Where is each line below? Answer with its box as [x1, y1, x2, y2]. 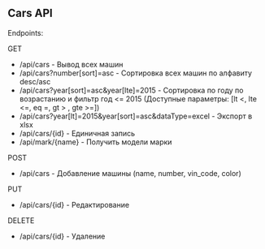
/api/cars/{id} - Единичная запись [19, 128, 136, 138]
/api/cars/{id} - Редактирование [19, 200, 130, 209]
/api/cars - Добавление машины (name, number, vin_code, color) [19, 168, 241, 178]
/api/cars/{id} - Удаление [19, 231, 106, 241]
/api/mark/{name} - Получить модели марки [19, 137, 172, 147]
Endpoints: [7, 28, 44, 37]
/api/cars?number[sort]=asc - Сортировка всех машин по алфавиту [19, 68, 253, 78]
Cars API [7, 6, 54, 20]
